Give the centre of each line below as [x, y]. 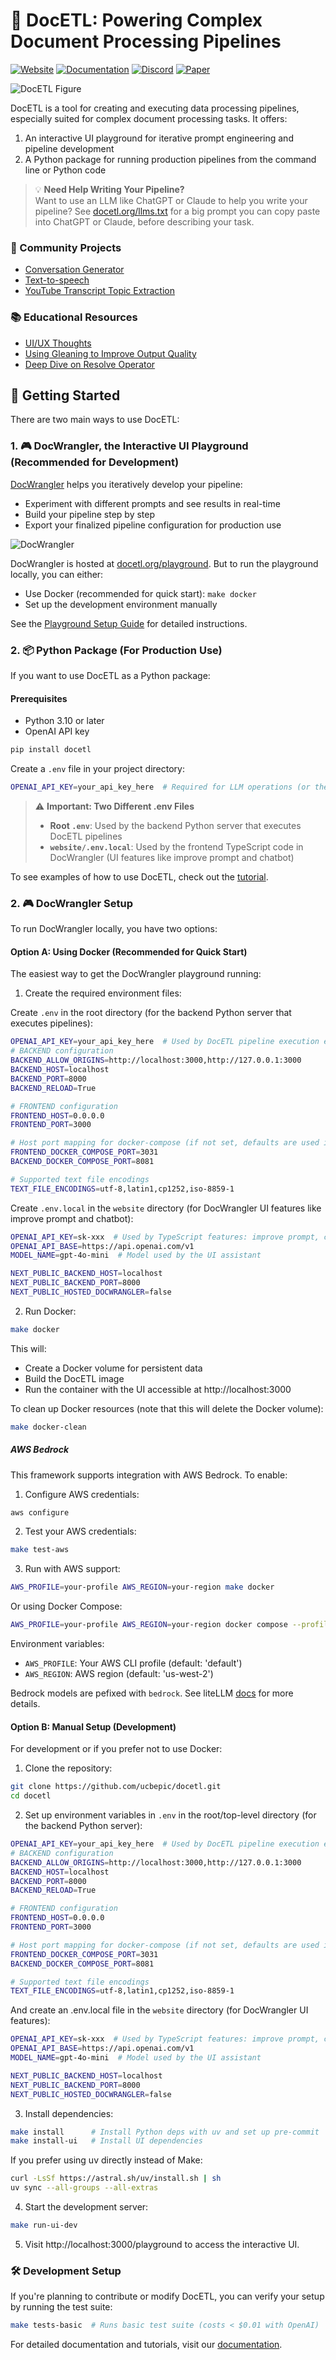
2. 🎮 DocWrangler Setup [72, 903]
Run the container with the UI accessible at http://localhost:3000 [158, 1389]
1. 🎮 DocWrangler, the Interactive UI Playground [129, 446]
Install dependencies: [69, 2113]
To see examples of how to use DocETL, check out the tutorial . [139, 876]
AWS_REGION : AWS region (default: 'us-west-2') [119, 1674]
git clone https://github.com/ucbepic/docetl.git [116, 1787]
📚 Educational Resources [74, 317]
